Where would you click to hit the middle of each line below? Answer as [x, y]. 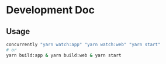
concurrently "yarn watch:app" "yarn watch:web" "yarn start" [83, 44]
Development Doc [51, 10]
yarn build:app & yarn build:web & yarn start [64, 55]
